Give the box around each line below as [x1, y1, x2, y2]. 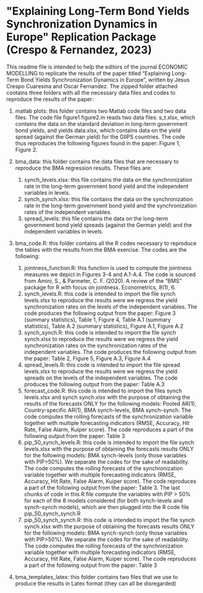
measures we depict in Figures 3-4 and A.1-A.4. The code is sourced [24, 271, 196, 278]
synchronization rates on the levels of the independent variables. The [24, 303, 198, 310]
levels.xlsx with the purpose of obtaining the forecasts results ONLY [24, 445, 194, 453]
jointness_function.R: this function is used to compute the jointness [24, 264, 192, 271]
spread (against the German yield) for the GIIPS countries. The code [15, 133, 185, 140]
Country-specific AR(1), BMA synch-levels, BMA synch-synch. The [24, 406, 191, 414]
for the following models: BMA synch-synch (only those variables [24, 529, 188, 536]
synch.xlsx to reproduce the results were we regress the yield [24, 335, 179, 342]
